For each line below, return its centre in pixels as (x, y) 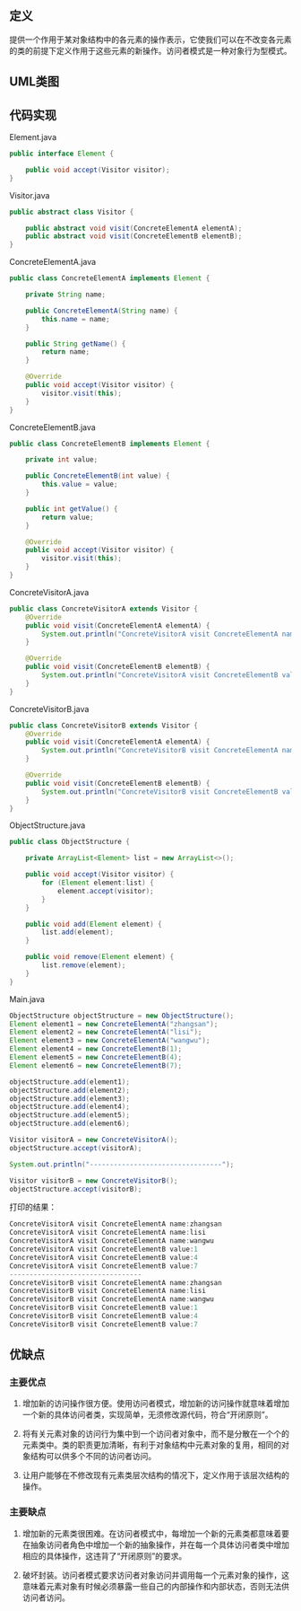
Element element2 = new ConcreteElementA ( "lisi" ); (106, 1032)
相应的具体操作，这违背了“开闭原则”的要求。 (104, 1555)
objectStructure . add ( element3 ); (69, 1098)
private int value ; (62, 460)
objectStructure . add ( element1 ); (69, 1082)
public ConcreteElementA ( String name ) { (102, 311)
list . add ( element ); (78, 932)
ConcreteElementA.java (53, 262)
